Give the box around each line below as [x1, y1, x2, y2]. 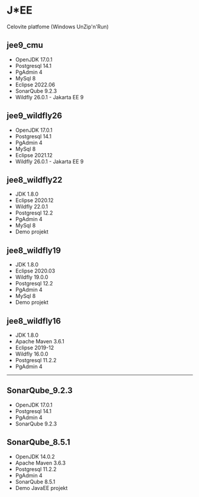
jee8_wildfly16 [6, 316, 61, 326]
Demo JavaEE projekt [15, 484, 68, 491]
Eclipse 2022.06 [15, 81, 56, 88]
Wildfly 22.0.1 [15, 203, 48, 210]
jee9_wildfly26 [6, 111, 63, 121]
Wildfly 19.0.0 [15, 274, 49, 281]
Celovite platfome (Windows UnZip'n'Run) [6, 23, 109, 30]
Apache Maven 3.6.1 [15, 338, 64, 345]
